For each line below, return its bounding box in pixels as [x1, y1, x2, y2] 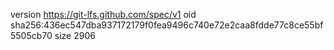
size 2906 [54, 30, 96, 41]
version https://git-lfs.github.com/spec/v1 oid [10, 9, 197, 20]
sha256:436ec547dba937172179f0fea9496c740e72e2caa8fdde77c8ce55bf [10, 19, 324, 31]
